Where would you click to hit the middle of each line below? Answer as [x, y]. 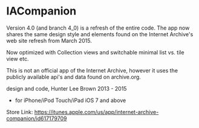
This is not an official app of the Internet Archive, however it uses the [92, 70]
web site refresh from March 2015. [49, 40]
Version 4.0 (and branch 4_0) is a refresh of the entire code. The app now [98, 28]
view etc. [18, 59]
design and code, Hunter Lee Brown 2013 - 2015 [67, 88]
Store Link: [20, 112]
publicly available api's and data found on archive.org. [73, 77]
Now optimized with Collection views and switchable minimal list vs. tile [95, 52]
